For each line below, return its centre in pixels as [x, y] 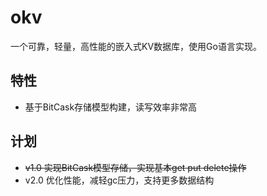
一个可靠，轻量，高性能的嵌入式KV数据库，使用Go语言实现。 [136, 46]
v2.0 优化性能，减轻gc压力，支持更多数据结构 [119, 180]
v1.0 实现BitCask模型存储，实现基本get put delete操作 [135, 167]
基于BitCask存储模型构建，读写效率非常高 [111, 107]
